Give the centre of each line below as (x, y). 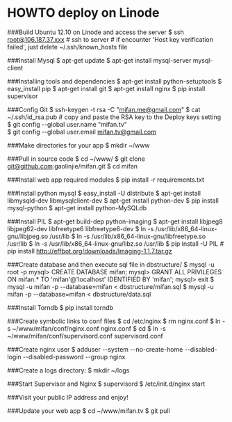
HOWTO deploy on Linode (83, 13)
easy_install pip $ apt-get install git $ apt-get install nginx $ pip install (106, 88)
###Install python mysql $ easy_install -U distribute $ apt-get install (104, 193)
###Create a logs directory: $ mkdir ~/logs (68, 370)
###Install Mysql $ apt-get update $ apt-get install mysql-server (99, 60)
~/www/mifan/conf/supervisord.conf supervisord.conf (85, 336)
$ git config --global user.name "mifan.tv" (67, 124)
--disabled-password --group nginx (74, 357)
